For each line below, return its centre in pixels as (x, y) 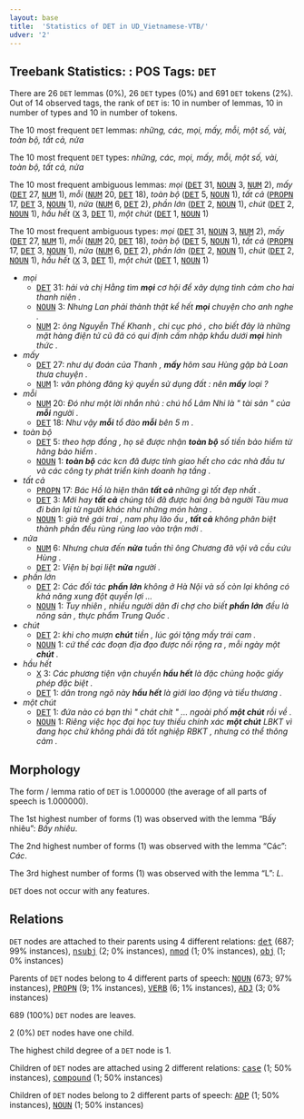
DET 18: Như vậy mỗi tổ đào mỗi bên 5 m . (115, 422)
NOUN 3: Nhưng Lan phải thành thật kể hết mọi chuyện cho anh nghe (165, 307)
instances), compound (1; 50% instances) (86, 1077)
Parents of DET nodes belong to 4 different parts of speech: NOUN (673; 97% (151, 978)
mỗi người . (57, 413)
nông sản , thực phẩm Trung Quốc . (103, 616)
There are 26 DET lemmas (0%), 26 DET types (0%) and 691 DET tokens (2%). (151, 94)
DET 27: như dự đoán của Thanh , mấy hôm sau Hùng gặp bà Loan (162, 365)
